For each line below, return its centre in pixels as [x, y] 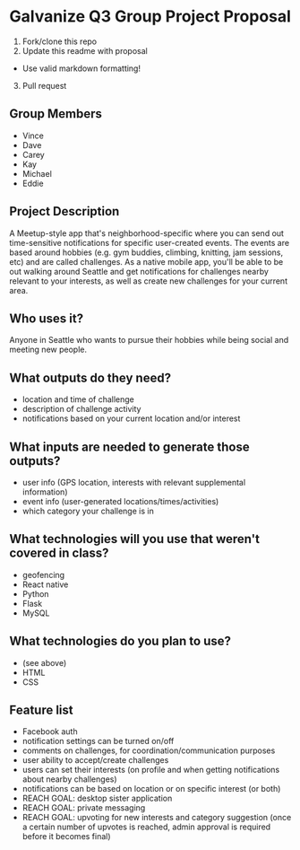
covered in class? [59, 553]
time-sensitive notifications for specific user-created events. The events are [149, 242]
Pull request [44, 85]
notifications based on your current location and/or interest [131, 418]
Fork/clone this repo [60, 41]
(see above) [44, 662]
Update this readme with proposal [85, 50]
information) [45, 492]
